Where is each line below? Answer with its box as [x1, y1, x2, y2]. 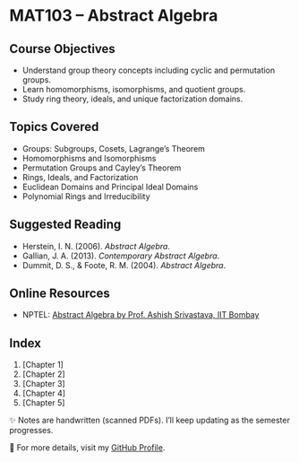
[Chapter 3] [21, 379, 65, 389]
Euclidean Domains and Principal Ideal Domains [21, 181, 199, 192]
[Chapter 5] [21, 397, 65, 408]
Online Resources [9, 286, 110, 301]
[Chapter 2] [21, 369, 65, 379]
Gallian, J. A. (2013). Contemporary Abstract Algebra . [21, 250, 220, 261]
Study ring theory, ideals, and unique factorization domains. [21, 93, 243, 104]
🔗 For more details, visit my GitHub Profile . [9, 442, 166, 453]
